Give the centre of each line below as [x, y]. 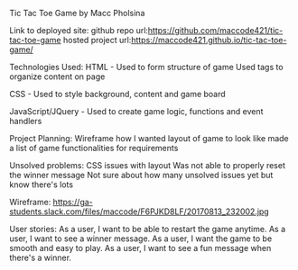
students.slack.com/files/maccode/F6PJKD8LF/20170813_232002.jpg [139, 211]
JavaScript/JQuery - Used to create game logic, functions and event [136, 111]
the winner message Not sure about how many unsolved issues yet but [141, 175]
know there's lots [42, 184]
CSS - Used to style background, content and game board [117, 94]
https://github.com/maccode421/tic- [215, 30]
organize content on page [57, 76]
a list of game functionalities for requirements [94, 148]
